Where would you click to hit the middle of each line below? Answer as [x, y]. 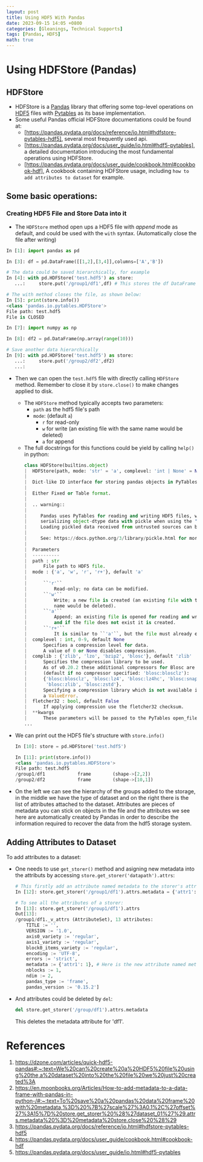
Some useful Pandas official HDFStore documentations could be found [103, 119]
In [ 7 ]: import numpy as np [42, 328]
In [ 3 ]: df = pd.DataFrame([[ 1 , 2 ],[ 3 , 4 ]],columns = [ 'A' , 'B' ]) [85, 261]
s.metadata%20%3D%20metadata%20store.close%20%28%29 [96, 1120]
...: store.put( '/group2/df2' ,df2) [64, 361]
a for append [58, 441]
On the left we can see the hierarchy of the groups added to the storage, [105, 791]
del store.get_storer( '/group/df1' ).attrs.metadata [81, 1010]
